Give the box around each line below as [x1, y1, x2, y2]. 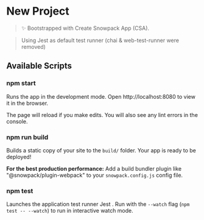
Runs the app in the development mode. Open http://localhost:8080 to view [6, 93, 196, 100]
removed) [21, 43, 46, 50]
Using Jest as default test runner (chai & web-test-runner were [21, 37, 180, 44]
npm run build [6, 133, 49, 141]
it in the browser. [6, 99, 49, 107]
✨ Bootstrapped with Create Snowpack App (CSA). [21, 24, 150, 32]
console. [6, 118, 29, 125]
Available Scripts [6, 61, 72, 71]
